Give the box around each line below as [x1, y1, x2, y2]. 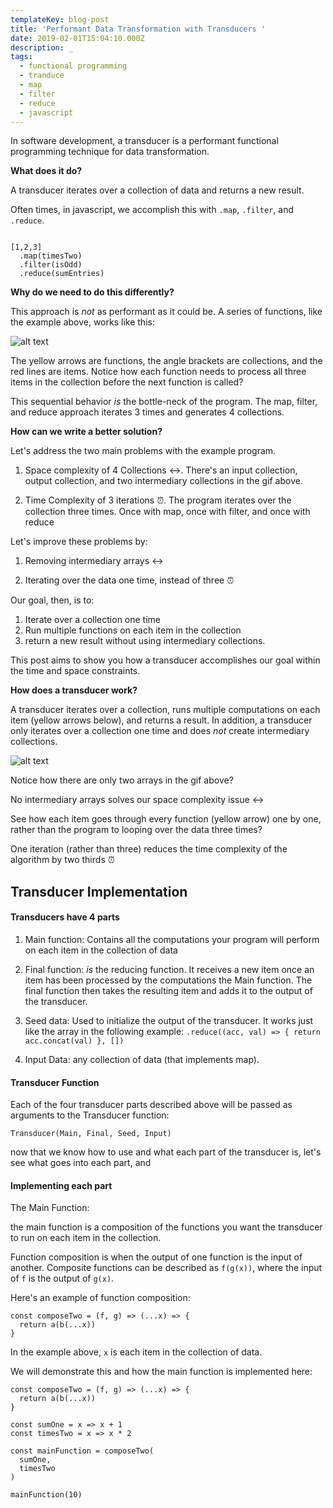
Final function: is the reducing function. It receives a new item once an [24, 963, 315, 975]
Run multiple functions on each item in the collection [24, 624, 242, 636]
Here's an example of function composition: [10, 1292, 191, 1304]
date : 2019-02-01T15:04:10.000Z [10, 33, 145, 43]
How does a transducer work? [10, 684, 138, 696]
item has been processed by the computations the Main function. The [24, 974, 313, 986]
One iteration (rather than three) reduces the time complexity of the [10, 843, 288, 855]
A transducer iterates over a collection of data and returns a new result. [10, 184, 305, 196]
